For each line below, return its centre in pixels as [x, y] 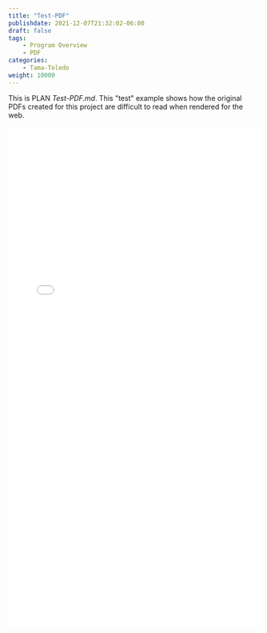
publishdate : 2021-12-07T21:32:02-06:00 [77, 23]
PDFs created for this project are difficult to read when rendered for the [126, 106]
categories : [28, 61]
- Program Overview [55, 46]
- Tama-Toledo [46, 68]
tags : [17, 38]
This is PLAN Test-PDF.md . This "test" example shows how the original [125, 98]
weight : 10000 [32, 75]
